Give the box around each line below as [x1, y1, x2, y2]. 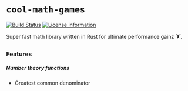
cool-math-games [6, 4, 85, 15]
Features [6, 50, 32, 58]
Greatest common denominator [14, 79, 90, 86]
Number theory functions [6, 65, 70, 72]
